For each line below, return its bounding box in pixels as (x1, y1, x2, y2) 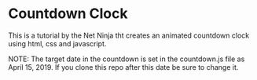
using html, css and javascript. (8, 38, 107, 48)
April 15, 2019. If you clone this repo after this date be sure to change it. (8, 62, 239, 71)
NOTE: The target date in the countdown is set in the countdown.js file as (8, 54, 245, 64)
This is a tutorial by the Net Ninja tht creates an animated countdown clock (8, 31, 250, 40)
